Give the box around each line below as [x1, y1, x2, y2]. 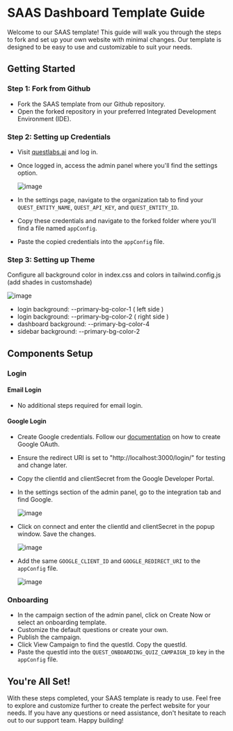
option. [17, 169, 38, 177]
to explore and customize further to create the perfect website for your [7, 702, 210, 710]
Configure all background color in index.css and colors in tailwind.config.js [7, 270, 221, 279]
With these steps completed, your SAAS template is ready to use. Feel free [7, 694, 221, 702]
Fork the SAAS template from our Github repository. [17, 100, 166, 108]
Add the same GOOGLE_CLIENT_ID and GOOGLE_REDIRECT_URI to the [17, 556, 201, 565]
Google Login [7, 417, 47, 426]
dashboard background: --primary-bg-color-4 [17, 320, 150, 328]
